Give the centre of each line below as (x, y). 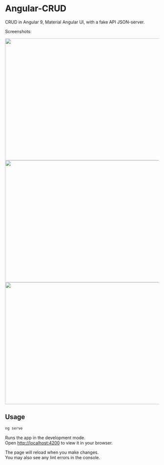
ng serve (14, 428)
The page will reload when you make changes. (52, 452)
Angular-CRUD (36, 9)
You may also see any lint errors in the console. (52, 457)
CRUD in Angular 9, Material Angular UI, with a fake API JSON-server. (75, 22)
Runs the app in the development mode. (45, 438)
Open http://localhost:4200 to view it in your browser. (59, 443)
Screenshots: (18, 31)
